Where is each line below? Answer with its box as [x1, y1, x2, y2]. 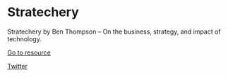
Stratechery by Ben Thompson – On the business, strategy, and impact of [7, 27, 221, 36]
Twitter [7, 62, 28, 70]
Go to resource [7, 48, 52, 57]
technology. [7, 34, 42, 43]
